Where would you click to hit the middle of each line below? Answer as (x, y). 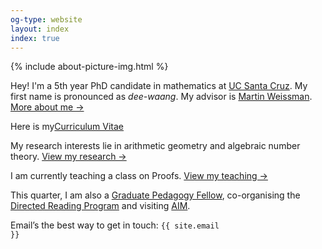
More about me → (47, 107)
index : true (35, 38)
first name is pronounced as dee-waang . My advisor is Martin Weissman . (161, 97)
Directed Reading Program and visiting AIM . (100, 206)
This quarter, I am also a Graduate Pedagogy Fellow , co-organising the (155, 195)
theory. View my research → (68, 157)
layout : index (40, 29)
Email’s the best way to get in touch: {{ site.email (115, 225)
